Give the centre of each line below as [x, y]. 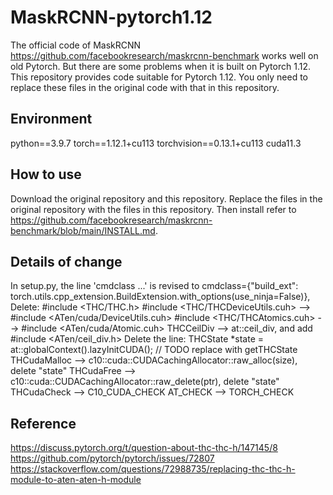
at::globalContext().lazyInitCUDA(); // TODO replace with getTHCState [154, 350]
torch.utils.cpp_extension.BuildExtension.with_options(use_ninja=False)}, [160, 297]
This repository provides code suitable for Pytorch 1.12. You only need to [159, 77]
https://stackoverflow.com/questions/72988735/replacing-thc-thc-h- [153, 469]
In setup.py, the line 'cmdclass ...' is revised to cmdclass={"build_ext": [154, 286]
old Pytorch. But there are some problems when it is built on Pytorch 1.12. [160, 66]
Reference [43, 423]
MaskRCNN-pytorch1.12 [111, 17]
